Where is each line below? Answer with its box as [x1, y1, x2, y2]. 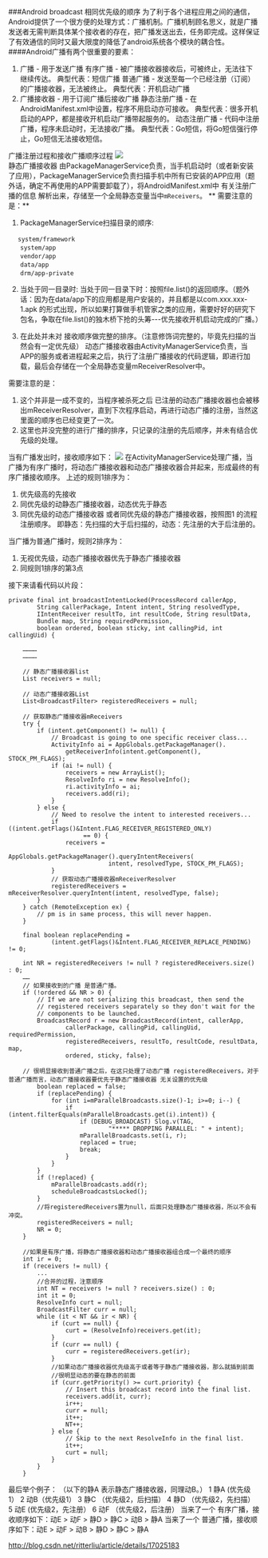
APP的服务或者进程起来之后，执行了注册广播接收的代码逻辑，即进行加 [19, 351, 251, 361]
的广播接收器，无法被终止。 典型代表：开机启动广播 [19, 84, 190, 94]
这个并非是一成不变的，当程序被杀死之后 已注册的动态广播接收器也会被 [19, 395, 253, 405]
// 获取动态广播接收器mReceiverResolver [50, 875, 177, 883]
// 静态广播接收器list [22, 668, 89, 676]
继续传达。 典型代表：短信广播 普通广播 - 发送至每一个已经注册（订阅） [19, 74, 255, 83]
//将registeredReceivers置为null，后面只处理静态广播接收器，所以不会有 [37, 1203, 257, 1211]
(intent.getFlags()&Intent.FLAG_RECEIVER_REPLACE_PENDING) [50, 938, 251, 946]
